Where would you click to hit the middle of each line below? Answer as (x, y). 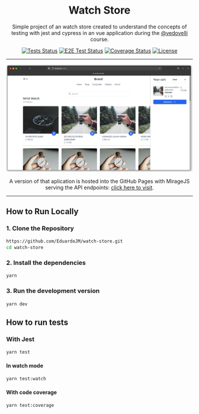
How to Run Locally (42, 211)
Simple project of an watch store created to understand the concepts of (99, 27)
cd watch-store (25, 248)
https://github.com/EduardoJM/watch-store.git (65, 241)
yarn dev (17, 304)
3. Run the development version (53, 291)
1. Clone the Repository (40, 228)
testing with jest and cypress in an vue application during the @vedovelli (99, 33)
